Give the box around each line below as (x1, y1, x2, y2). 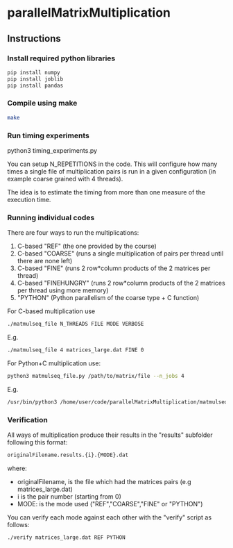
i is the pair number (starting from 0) (17, 492, 121, 501)
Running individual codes (7, 213, 95, 222)
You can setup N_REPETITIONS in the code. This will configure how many (7, 160, 218, 168)
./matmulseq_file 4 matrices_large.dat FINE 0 (7, 347, 144, 354)
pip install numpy (7, 69, 60, 76)
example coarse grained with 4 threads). (7, 174, 123, 183)
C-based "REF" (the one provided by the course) (17, 242, 157, 251)
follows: (7, 520, 30, 529)
